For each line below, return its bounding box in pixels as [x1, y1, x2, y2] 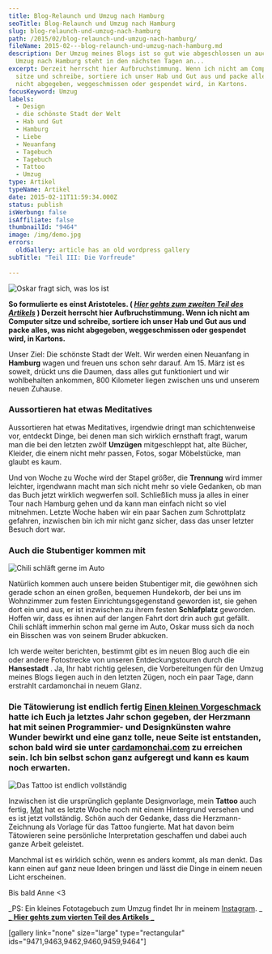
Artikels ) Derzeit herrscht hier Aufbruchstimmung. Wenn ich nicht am [8, 308, 249, 317]
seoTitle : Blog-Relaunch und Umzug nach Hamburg [8, 19, 176, 28]
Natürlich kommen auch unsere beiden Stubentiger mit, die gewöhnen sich [8, 579, 258, 589]
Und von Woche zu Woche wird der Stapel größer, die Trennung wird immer [8, 473, 263, 482]
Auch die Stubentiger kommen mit [8, 545, 146, 556]
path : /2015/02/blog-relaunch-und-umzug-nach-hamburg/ [8, 34, 198, 43]
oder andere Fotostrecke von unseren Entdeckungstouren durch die [8, 655, 235, 665]
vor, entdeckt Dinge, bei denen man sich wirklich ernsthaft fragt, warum [8, 431, 249, 441]
